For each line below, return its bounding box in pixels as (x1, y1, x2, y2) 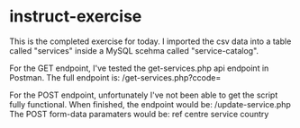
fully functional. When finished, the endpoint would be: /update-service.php (9, 98, 291, 109)
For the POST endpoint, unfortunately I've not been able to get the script (9, 90, 278, 100)
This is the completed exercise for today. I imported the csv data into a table (9, 36, 292, 47)
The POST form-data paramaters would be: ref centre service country (9, 108, 269, 119)
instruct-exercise (9, 6, 142, 27)
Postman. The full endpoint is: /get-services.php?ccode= (9, 72, 222, 82)
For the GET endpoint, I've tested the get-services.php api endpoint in (9, 63, 269, 73)
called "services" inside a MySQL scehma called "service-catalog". (9, 45, 259, 55)
